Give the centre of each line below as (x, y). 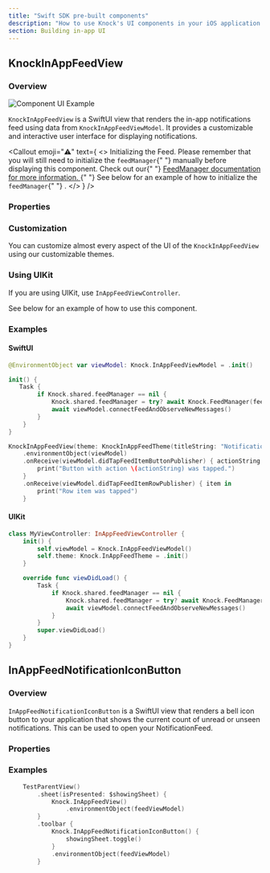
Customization (38, 228)
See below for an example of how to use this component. (103, 308)
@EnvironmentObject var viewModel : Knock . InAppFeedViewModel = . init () (131, 365)
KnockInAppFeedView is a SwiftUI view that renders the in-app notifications (130, 119)
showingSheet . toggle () (104, 839)
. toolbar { (55, 824)
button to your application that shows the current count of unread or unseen (134, 719)
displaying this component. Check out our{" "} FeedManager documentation (135, 169)
